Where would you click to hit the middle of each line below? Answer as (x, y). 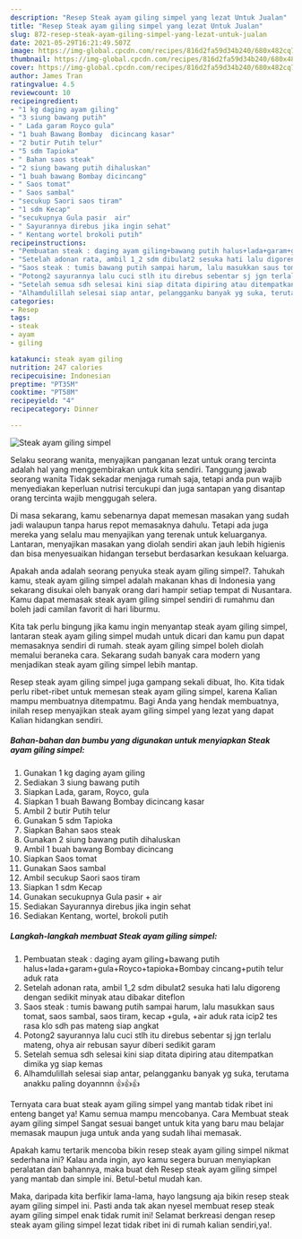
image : (22, 51)
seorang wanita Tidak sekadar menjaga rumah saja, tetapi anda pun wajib (146, 479)
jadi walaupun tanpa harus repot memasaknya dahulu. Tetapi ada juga (139, 525)
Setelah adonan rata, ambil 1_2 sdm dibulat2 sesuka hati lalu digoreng (151, 987)
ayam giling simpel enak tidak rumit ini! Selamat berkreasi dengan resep (143, 1215)
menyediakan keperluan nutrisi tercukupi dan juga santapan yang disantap (148, 488)
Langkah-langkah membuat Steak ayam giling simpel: (114, 936)
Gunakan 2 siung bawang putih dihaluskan (102, 839)
